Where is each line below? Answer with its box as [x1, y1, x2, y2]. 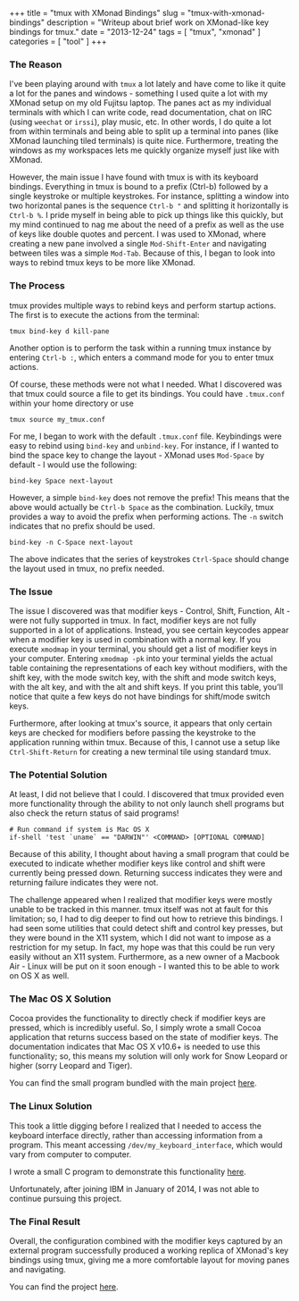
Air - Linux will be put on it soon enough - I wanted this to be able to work [9, 961, 279, 972]
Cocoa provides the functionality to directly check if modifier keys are [9, 1013, 266, 1024]
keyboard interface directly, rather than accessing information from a [9, 1129, 263, 1140]
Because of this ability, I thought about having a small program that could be [9, 849, 290, 860]
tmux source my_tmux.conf [9, 415, 105, 424]
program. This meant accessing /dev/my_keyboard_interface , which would [9, 1139, 283, 1150]
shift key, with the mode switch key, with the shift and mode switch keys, [9, 672, 277, 683]
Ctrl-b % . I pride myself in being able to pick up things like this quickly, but [9, 210, 284, 221]
